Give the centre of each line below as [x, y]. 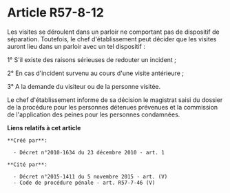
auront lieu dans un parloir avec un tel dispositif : [76, 46]
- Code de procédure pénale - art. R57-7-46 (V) [84, 183]
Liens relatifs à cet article [44, 128]
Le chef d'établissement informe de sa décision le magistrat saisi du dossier [115, 100]
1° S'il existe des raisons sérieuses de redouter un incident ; [92, 59]
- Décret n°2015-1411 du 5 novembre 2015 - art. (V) [91, 176]
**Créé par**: [28, 140]
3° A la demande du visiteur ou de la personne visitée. [84, 86]
